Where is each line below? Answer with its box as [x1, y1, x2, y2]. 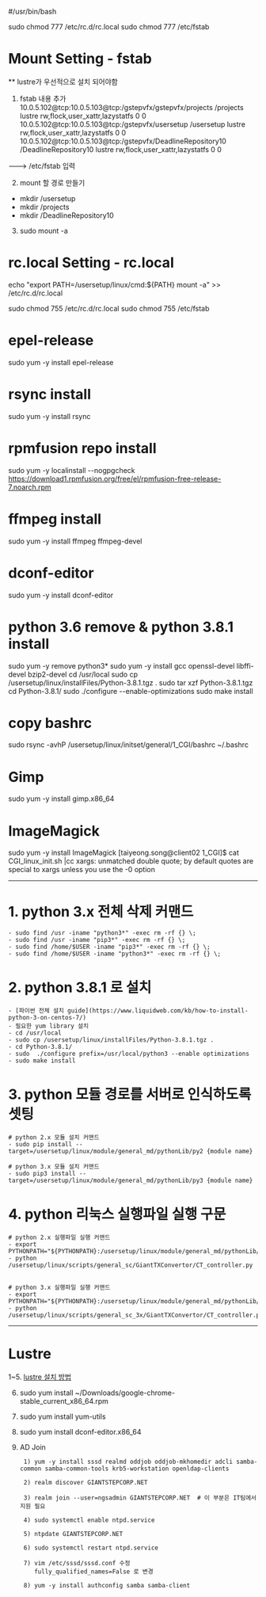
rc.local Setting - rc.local [8, 253, 174, 272]
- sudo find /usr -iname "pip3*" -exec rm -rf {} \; [8, 936, 186, 944]
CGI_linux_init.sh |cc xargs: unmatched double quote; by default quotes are [8, 856, 254, 866]
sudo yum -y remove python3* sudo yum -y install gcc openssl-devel [8, 661, 235, 670]
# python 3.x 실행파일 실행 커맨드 [8, 1283, 111, 1292]
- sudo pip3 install [8, 1170, 77, 1178]
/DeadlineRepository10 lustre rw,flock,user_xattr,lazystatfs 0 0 [19, 144, 222, 154]
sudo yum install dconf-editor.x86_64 [19, 1427, 142, 1436]
